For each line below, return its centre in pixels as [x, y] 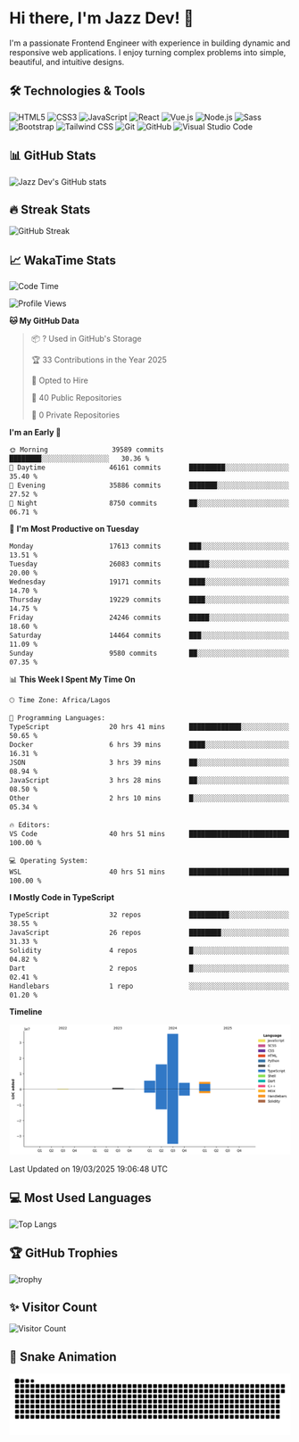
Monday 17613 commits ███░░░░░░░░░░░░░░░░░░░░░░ [149, 547]
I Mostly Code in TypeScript [62, 898]
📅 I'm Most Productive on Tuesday [75, 529]
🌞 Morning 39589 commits [87, 450]
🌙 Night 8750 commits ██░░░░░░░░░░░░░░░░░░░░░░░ [149, 503]
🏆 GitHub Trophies [64, 1253]
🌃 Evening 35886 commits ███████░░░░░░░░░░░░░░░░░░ [149, 485]
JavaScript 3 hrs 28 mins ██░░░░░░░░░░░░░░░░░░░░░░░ [149, 781]
